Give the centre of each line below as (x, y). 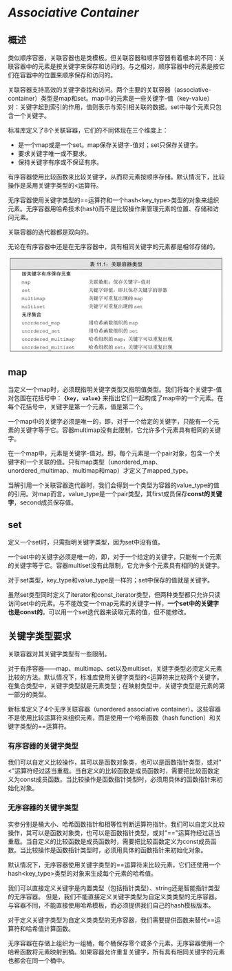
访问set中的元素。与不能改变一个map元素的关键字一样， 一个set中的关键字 (114, 604)
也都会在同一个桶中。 (38, 960)
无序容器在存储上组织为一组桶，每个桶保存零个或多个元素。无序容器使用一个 (116, 943)
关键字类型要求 (40, 636)
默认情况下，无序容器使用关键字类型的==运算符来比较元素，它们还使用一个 (114, 865)
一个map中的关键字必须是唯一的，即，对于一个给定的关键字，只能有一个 (110, 422)
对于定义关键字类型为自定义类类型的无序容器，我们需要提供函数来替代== (112, 920)
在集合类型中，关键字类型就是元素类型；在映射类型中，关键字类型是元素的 (113, 685)
